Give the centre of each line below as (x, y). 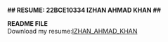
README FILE (27, 23)
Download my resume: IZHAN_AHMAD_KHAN (72, 31)
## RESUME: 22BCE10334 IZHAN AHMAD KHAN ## (84, 10)
